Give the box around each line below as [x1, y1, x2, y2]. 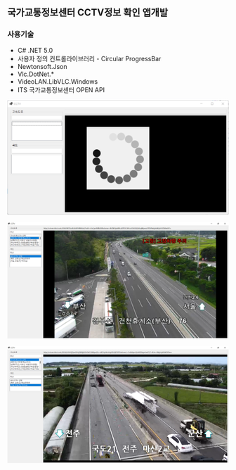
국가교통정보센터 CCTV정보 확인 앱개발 [7, 6, 169, 19]
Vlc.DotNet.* [17, 70, 55, 78]
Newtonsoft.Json [17, 62, 67, 70]
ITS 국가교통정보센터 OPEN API [17, 85, 105, 94]
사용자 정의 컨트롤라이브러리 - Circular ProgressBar [17, 54, 162, 63]
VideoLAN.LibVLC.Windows [17, 77, 98, 86]
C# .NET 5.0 [17, 46, 53, 54]
